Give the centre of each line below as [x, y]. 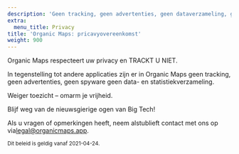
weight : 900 [25, 40]
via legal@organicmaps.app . [48, 131]
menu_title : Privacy [44, 27]
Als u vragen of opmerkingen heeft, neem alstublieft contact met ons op [113, 123]
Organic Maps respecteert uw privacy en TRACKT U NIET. [92, 60]
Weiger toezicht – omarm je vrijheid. [60, 96]
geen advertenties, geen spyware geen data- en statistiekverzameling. [111, 82]
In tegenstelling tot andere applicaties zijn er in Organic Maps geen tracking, [119, 75]
